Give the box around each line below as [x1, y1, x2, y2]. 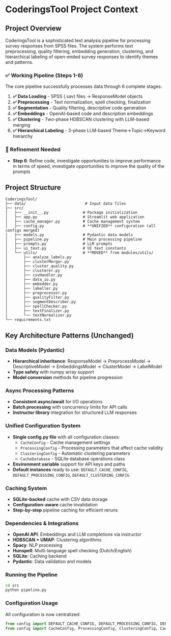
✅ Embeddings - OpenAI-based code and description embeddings [12, 111, 154, 117]
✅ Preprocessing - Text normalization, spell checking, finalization [12, 99, 151, 105]
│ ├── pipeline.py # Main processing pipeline [5, 237, 142, 242]
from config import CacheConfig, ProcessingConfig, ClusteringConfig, [5, 626, 158, 631]
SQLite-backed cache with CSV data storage [12, 496, 108, 502]
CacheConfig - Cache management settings [20, 439, 110, 445]
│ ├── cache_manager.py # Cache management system [5, 219, 140, 224]
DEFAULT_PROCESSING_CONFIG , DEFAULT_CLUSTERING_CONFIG [12, 472, 130, 478]
